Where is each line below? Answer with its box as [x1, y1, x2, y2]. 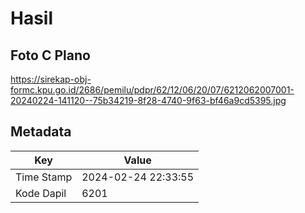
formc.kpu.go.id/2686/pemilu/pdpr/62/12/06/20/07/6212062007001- [10, 84, 295, 96]
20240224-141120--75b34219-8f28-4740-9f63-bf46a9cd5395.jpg [10, 95, 287, 106]
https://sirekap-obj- [10, 73, 92, 85]
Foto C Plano [10, 47, 91, 64]
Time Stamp [15, 170, 73, 184]
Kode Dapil [15, 186, 67, 200]
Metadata [10, 123, 72, 141]
